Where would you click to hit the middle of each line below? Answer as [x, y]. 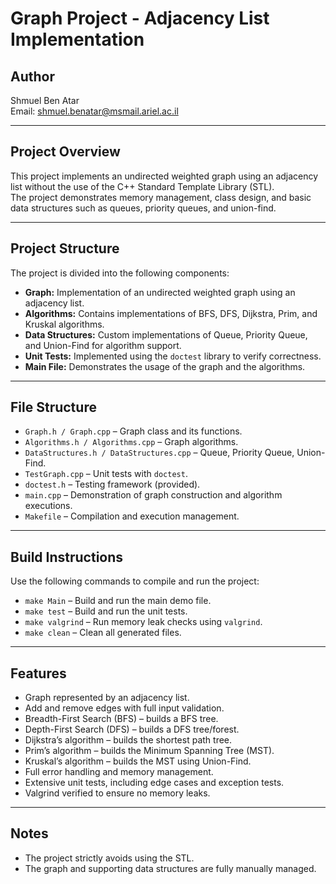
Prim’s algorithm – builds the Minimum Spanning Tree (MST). [149, 751]
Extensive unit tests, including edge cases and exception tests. [154, 783]
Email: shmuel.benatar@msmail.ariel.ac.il [94, 111]
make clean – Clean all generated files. [103, 633]
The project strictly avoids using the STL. [109, 858]
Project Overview [65, 152]
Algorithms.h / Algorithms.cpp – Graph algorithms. [131, 442]
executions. [48, 506]
